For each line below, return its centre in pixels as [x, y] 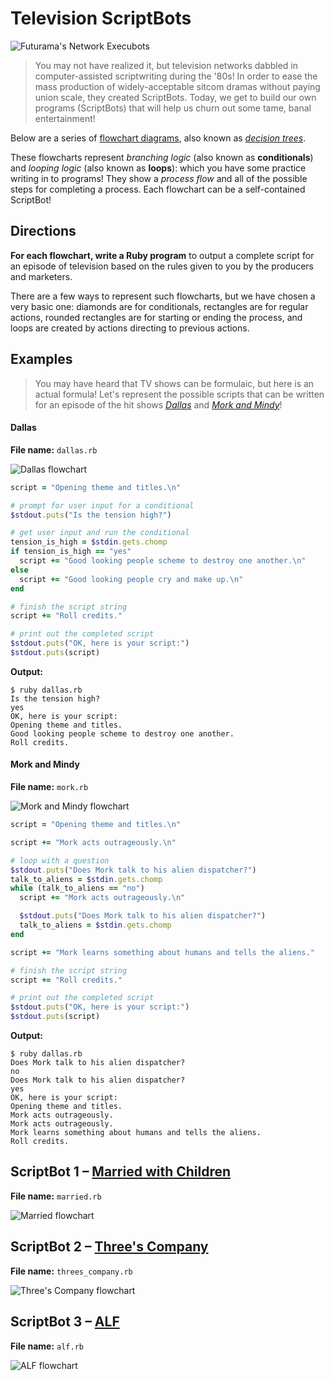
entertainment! [65, 118]
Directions [43, 231]
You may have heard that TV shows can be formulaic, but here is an [174, 383]
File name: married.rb [56, 1196]
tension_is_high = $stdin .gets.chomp [89, 542]
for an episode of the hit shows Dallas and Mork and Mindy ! [158, 404]
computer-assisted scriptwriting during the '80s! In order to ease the [176, 76]
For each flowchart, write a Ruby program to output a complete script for [162, 255]
